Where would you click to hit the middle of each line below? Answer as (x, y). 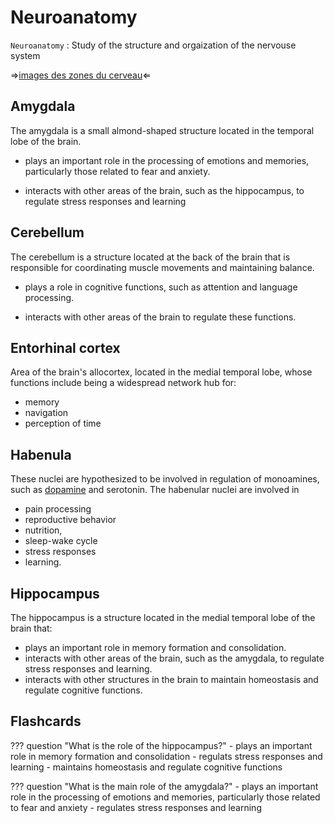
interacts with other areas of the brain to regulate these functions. (160, 317)
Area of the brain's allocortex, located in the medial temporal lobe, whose (161, 372)
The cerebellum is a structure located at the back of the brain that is (150, 257)
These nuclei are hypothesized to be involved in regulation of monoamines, (165, 479)
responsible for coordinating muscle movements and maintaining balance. (162, 267)
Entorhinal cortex (65, 347)
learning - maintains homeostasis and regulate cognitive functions (146, 767)
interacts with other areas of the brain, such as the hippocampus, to (164, 190)
